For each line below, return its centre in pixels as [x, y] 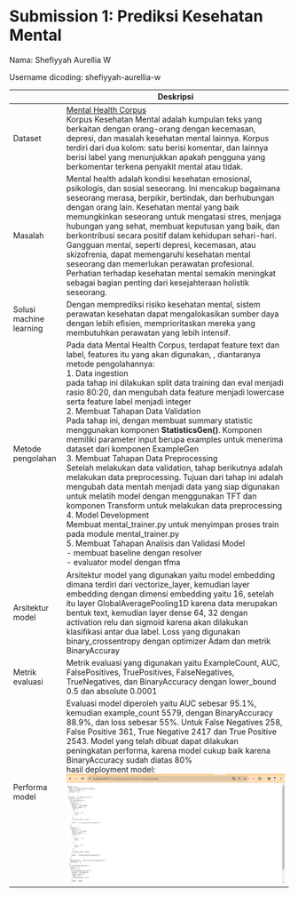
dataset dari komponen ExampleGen [133, 449]
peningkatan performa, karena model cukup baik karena [168, 751]
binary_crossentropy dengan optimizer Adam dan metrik [169, 641]
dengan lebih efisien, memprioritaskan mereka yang [161, 324]
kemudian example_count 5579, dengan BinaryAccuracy [169, 713]
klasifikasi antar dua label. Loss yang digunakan [153, 631]
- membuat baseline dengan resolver [134, 553]
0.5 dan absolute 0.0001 [112, 691]
